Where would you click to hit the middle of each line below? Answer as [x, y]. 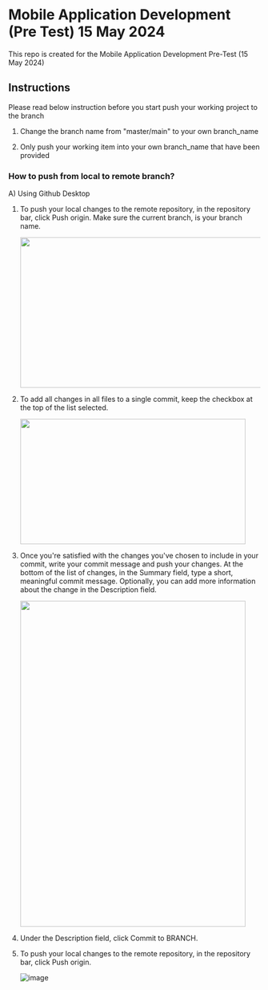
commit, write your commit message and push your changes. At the [132, 564]
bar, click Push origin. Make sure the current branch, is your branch [131, 217]
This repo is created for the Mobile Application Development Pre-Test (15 [128, 54]
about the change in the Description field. [88, 590]
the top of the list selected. [64, 408]
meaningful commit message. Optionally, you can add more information [138, 581]
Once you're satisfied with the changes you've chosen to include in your [139, 556]
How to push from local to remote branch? [92, 176]
